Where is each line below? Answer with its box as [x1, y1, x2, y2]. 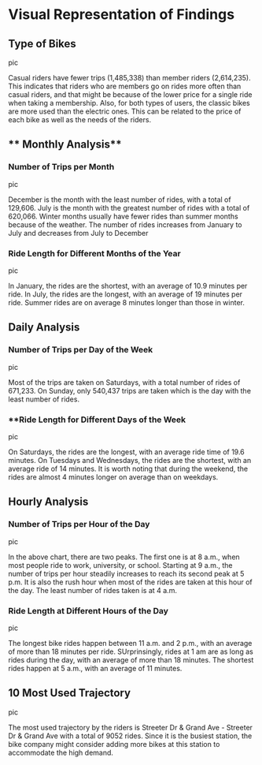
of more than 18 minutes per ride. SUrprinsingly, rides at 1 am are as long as [8, 647, 253, 656]
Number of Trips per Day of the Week [8, 345, 153, 356]
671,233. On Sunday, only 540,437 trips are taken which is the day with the [8, 386, 252, 395]
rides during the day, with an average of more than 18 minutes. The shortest [8, 655, 254, 664]
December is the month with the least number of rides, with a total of [8, 195, 231, 204]
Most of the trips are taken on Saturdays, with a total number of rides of [8, 377, 241, 387]
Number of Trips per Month [8, 162, 115, 173]
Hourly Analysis [8, 495, 89, 509]
